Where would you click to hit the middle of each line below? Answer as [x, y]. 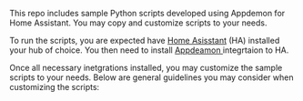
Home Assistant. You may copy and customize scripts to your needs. [138, 23]
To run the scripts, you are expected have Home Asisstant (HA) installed [145, 40]
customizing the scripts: [55, 87]
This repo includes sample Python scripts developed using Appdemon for [147, 13]
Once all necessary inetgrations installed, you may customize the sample [146, 68]
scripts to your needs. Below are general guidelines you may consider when [151, 77]
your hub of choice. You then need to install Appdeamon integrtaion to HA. [149, 50]
